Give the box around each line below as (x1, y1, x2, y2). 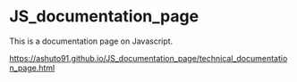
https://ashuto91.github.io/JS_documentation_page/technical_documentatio (9, 53, 288, 63)
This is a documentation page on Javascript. (9, 36, 174, 46)
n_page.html (9, 62, 55, 73)
